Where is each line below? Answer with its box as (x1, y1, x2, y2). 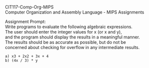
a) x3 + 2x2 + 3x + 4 (5, 54, 49, 59)
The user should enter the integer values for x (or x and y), (5, 29, 122, 34)
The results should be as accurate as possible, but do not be (5, 39, 126, 45)
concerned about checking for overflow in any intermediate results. (5, 45, 140, 50)
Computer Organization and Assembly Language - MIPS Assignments (5, 9, 145, 15)
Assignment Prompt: (5, 19, 46, 24)
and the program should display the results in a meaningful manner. (5, 34, 140, 40)
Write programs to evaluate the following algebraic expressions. (5, 24, 132, 30)
